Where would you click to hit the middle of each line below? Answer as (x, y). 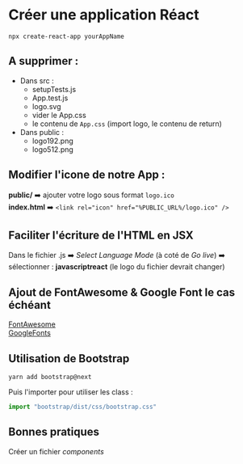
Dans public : (42, 132)
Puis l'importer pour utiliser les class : (71, 392)
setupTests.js (54, 89)
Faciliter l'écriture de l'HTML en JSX (101, 235)
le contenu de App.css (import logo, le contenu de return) (127, 124)
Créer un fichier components (57, 451)
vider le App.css (59, 115)
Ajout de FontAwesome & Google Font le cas (122, 292)
